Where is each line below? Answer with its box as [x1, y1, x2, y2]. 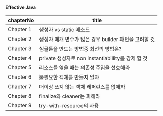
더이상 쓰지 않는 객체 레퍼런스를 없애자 [38, 84, 126, 91]
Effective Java [5, 4, 36, 10]
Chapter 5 [8, 64, 32, 71]
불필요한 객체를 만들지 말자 [38, 74, 100, 81]
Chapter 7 [8, 83, 32, 90]
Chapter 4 [8, 55, 32, 62]
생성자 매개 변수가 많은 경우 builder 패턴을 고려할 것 [38, 36, 155, 43]
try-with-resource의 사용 [38, 102, 99, 109]
